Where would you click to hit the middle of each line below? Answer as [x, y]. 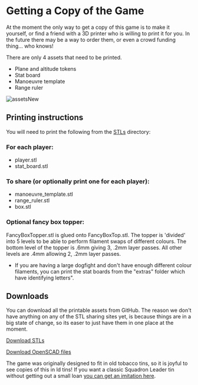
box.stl [23, 207]
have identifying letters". [44, 278]
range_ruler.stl [32, 200]
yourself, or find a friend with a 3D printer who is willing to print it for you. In [98, 33]
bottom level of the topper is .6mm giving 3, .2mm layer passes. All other [94, 247]
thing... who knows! [30, 46]
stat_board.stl [31, 166]
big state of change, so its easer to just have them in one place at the [90, 323]
